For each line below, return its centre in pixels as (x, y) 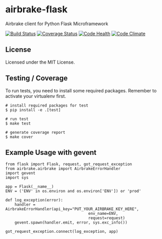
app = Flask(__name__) (30, 187)
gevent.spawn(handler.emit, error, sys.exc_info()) (71, 223)
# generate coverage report (35, 132)
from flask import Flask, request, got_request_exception (69, 164)
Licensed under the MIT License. (40, 62)
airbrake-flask (37, 9)
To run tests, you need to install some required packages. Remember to (81, 90)
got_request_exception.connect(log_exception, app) (62, 232)
